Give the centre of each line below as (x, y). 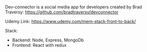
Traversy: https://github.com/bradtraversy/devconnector (62, 12)
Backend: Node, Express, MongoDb (48, 40)
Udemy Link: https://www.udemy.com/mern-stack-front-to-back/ (71, 21)
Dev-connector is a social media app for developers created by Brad (73, 7)
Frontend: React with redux (39, 45)
